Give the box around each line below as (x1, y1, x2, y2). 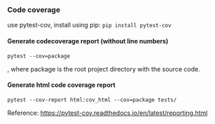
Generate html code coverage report (7, 81, 116, 89)
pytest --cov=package (7, 53, 71, 60)
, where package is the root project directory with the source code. (7, 64, 201, 73)
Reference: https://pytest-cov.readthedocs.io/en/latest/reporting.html (7, 109, 208, 117)
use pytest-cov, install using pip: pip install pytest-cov (7, 21, 172, 29)
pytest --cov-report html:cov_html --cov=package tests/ (7, 96, 177, 103)
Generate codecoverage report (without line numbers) (7, 36, 169, 45)
